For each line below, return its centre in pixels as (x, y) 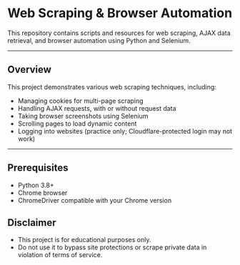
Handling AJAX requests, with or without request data (97, 108)
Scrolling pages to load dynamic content (77, 124)
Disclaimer (32, 222)
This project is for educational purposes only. (84, 240)
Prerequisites (38, 168)
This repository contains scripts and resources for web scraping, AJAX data (119, 33)
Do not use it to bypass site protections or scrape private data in (112, 247)
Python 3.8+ (36, 185)
